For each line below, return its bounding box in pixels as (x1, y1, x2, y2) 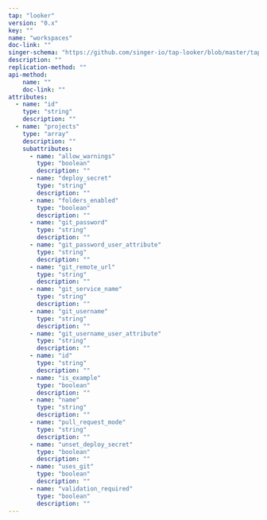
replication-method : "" (8, 64, 87, 72)
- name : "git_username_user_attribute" (29, 329, 161, 338)
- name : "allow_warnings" (29, 152, 115, 160)
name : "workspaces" (8, 33, 73, 42)
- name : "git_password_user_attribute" (29, 241, 161, 249)
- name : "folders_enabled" (29, 196, 119, 204)
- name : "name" (29, 396, 80, 404)
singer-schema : (8, 49, 59, 56)
